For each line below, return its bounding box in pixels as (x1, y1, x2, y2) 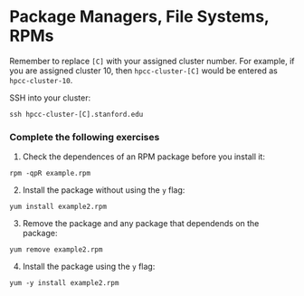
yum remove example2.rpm (9, 245, 103, 254)
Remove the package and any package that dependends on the (22, 218, 260, 229)
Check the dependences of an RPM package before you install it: (22, 151, 265, 162)
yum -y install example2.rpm (9, 279, 119, 288)
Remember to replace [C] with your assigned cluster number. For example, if (9, 55, 295, 66)
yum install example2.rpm (9, 202, 107, 212)
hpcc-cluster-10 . (9, 74, 73, 85)
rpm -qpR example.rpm (9, 169, 91, 178)
